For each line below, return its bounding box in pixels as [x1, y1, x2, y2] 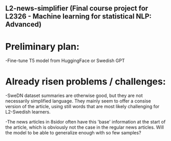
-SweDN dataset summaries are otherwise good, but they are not [5, 92, 143, 99]
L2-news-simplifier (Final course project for [5, 4, 148, 13]
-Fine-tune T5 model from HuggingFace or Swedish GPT [5, 57, 125, 64]
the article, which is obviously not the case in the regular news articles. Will [5, 124, 164, 130]
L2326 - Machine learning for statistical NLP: [5, 12, 152, 21]
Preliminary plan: [5, 41, 80, 52]
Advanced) [5, 20, 42, 29]
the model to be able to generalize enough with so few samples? [5, 130, 142, 136]
